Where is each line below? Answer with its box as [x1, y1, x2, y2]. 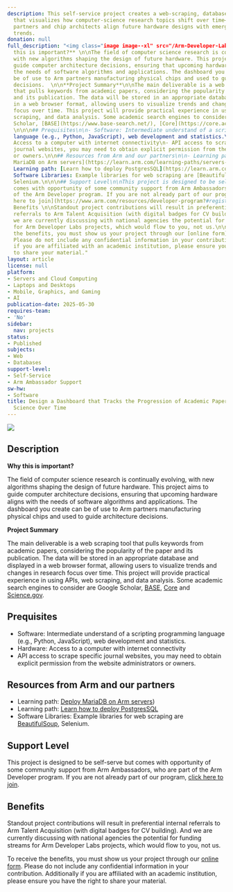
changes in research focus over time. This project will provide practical [7, 568, 210, 577]
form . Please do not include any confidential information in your [7, 862, 189, 870]
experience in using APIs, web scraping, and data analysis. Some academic [7, 576, 223, 584]
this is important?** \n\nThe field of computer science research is [13, 49, 218, 56]
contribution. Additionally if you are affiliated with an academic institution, [7, 870, 217, 878]
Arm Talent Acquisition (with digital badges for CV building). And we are [7, 827, 213, 835]
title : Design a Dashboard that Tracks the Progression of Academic [7, 398, 209, 405]
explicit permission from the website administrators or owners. [17, 658, 196, 667]
